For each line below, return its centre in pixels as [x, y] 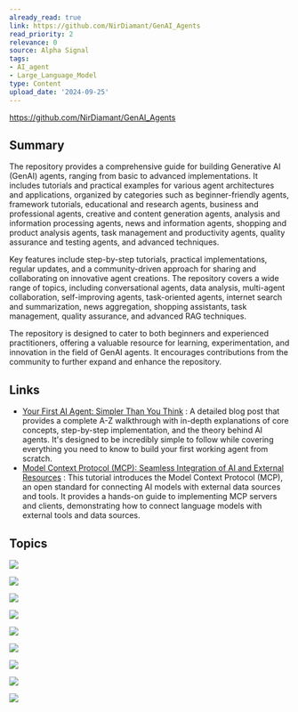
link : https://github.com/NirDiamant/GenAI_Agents [105, 26]
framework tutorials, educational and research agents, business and [134, 205]
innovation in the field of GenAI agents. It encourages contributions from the [149, 352]
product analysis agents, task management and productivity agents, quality [147, 233]
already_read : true [45, 17]
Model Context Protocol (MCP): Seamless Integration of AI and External [153, 468]
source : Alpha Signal [49, 51]
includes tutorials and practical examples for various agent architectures [142, 186]
